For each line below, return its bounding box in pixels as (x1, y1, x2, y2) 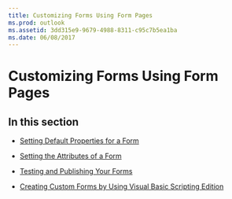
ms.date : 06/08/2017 (8, 33, 76, 42)
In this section (8, 115, 79, 128)
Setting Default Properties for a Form (19, 136, 139, 146)
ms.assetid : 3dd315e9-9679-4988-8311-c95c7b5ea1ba (8, 26, 178, 34)
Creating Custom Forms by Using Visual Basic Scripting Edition (19, 182, 224, 191)
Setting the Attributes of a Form (19, 151, 122, 161)
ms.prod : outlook (8, 19, 65, 27)
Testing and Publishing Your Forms (19, 167, 133, 176)
